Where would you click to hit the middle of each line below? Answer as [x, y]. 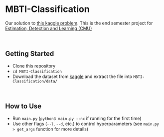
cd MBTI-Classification [37, 71]
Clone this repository [34, 65]
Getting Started [30, 54]
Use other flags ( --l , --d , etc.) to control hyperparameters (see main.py [86, 123]
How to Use [23, 106]
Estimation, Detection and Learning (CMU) [49, 28]
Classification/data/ [35, 81]
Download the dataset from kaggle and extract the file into [72, 76]
